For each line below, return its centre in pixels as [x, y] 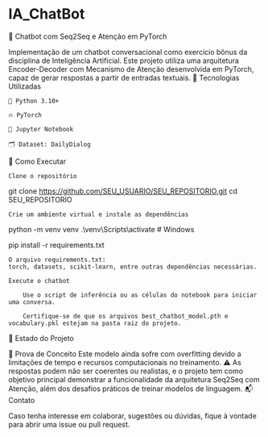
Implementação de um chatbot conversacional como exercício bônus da [128, 52]
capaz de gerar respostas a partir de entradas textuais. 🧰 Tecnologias [124, 77]
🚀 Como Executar [37, 161]
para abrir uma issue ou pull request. [69, 424]
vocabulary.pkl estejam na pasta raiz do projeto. [95, 323]
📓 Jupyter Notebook [41, 129]
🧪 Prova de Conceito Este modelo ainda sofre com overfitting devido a [125, 354]
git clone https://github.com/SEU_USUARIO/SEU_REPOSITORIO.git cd [123, 191]
